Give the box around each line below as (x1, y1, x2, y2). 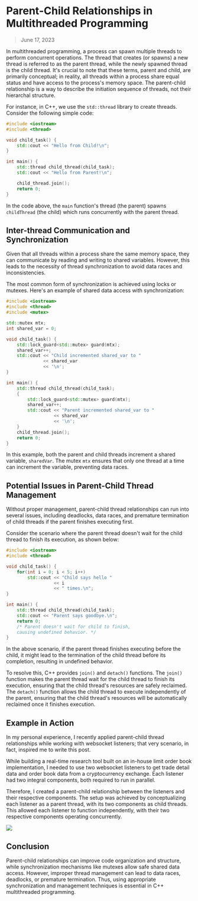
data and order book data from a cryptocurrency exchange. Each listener (6, 770, 184, 777)
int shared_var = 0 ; (6, 325, 57, 332)
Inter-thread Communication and (6, 225, 130, 235)
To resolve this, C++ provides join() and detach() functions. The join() (6, 669, 183, 676)
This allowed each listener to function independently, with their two (6, 807, 170, 814)
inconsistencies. (6, 269, 46, 276)
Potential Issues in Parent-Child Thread (6, 481, 154, 491)
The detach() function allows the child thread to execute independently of (6, 688, 186, 695)
